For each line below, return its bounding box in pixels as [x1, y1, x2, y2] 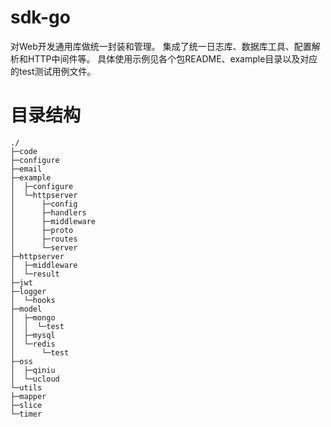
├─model [10, 304, 43, 314]
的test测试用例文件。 [10, 65, 97, 77]
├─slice [10, 400, 43, 410]
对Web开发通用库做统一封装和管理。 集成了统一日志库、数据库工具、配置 [10, 40, 312, 52]
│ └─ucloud [10, 374, 60, 384]
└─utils [10, 382, 43, 393]
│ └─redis [10, 339, 56, 349]
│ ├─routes [10, 234, 78, 244]
